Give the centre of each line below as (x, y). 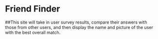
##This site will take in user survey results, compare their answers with (76, 22)
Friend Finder (33, 9)
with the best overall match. (33, 32)
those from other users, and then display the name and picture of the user (79, 27)
